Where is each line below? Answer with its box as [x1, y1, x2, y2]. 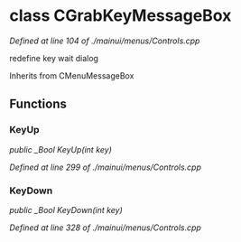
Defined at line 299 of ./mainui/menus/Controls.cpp [9, 162, 201, 172]
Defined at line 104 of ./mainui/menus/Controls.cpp [9, 35, 200, 46]
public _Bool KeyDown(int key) [9, 204, 124, 215]
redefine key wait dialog [9, 52, 99, 63]
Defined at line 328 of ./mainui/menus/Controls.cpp [9, 222, 201, 233]
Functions [9, 97, 68, 112]
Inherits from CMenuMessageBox [9, 70, 134, 81]
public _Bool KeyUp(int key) [9, 144, 113, 154]
